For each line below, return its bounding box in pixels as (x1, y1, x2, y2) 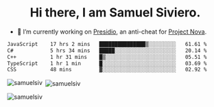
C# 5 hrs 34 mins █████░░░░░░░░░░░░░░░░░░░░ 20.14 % (7, 47, 207, 54)
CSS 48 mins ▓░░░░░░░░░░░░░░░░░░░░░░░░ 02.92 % (7, 67, 207, 73)
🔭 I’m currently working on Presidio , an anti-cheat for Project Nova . (16, 27, 207, 36)
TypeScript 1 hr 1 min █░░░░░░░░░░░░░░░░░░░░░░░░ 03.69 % (7, 60, 207, 67)
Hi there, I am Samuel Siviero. (29, 5, 201, 21)
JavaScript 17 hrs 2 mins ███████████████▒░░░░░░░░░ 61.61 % (7, 40, 207, 47)
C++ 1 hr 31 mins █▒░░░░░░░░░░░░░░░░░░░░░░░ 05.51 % (7, 53, 207, 60)
